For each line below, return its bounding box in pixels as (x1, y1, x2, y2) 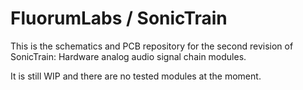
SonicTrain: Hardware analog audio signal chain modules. (10, 50, 247, 62)
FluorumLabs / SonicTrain (10, 7, 228, 30)
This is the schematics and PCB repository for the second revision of (10, 40, 294, 52)
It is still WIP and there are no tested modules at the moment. (10, 70, 262, 82)
